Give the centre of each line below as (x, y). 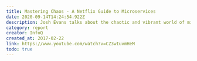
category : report (27, 28)
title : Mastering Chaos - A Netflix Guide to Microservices (81, 11)
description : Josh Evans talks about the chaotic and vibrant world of (95, 22)
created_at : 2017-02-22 (35, 38)
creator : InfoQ (25, 33)
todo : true (19, 49)
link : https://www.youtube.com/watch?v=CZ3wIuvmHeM (70, 44)
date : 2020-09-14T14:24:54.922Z (45, 17)
